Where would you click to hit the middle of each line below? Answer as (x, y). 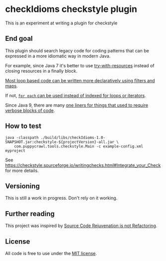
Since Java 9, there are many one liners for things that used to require (77, 105)
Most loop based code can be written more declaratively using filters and (80, 80)
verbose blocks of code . (30, 110)
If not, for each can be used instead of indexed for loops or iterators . (76, 95)
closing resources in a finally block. (41, 71)
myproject (15, 150)
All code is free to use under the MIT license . (51, 253)
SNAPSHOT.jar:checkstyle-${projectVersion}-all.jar (60, 142)
